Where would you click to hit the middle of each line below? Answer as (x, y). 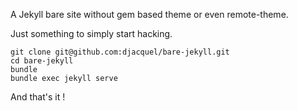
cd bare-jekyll (42, 61)
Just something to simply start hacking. (91, 33)
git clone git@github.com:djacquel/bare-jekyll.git (120, 52)
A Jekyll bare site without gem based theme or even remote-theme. (149, 14)
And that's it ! (38, 97)
